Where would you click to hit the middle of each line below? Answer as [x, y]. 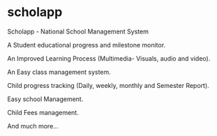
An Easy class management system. [59, 72]
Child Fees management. [43, 112]
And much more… [33, 126]
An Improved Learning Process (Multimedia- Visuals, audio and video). [109, 58]
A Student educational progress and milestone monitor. [87, 45]
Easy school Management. [45, 99]
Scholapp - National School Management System [78, 31]
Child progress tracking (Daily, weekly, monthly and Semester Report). [108, 85]
